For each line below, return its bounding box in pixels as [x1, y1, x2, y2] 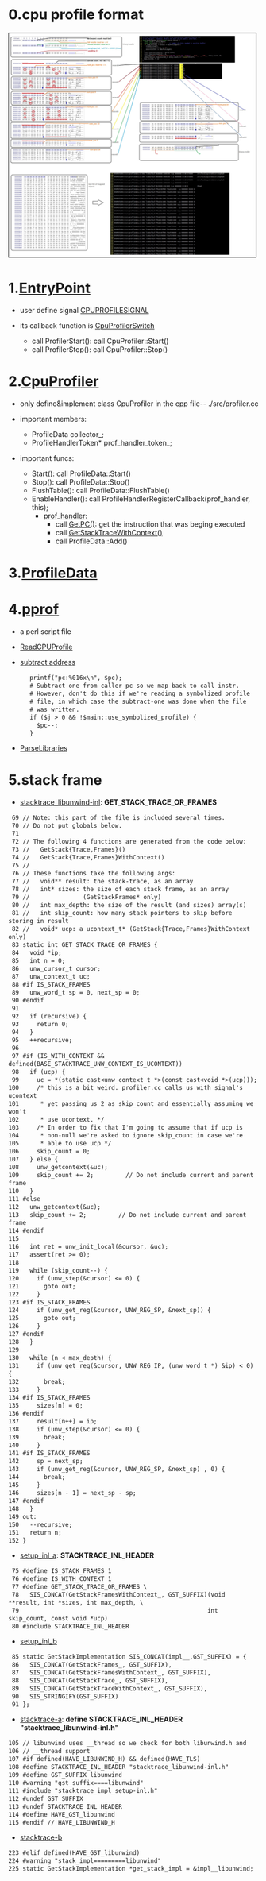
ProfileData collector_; [31, 429, 105, 438]
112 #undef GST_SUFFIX [8, 1794, 83, 1802]
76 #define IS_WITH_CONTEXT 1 [11, 1574, 112, 1582]
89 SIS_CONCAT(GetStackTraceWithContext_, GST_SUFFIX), [11, 1684, 208, 1693]
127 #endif [8, 1330, 44, 1338]
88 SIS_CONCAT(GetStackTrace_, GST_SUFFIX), [11, 1676, 169, 1685]
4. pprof [8, 600, 60, 618]
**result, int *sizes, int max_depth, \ [8, 1598, 145, 1606]
